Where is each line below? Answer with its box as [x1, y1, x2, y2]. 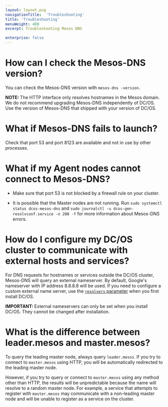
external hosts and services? [5, 255, 130, 266]
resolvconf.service [12, 211, 54, 216]
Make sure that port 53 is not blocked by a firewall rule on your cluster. [12, 190, 160, 196]
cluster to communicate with [5, 245, 128, 256]
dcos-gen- [113, 206, 134, 211]
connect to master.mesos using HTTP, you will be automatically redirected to [5, 359, 163, 365]
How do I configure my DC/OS [5, 234, 133, 245]
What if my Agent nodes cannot [5, 163, 141, 174]
